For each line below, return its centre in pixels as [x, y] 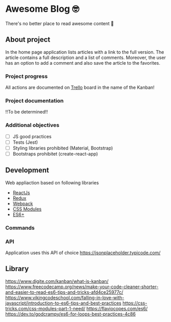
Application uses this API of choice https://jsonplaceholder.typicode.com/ [83, 253]
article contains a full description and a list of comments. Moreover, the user [86, 58]
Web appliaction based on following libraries [52, 182]
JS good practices [32, 136]
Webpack [23, 203]
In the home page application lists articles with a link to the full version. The [85, 52]
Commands [20, 228]
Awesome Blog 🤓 [42, 9]
